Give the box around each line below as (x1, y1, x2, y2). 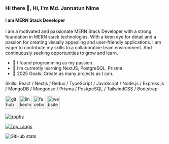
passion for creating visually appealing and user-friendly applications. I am (5, 39, 161, 45)
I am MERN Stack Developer (5, 17, 65, 23)
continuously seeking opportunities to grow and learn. (5, 50, 118, 56)
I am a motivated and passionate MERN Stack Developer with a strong (5, 28, 152, 34)
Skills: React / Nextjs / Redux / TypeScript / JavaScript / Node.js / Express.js (5, 81, 164, 87)
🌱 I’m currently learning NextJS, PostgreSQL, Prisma (12, 65, 123, 71)
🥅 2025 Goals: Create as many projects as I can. (12, 70, 114, 77)
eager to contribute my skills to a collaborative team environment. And (5, 45, 152, 51)
